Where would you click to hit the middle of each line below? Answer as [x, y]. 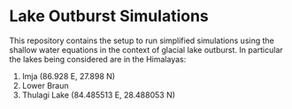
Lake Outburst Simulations [109, 16]
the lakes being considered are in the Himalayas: [98, 59]
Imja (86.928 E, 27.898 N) [69, 76]
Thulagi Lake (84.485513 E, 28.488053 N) [98, 95]
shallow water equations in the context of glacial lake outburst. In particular [146, 49]
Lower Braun [45, 85]
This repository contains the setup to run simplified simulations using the [142, 40]
